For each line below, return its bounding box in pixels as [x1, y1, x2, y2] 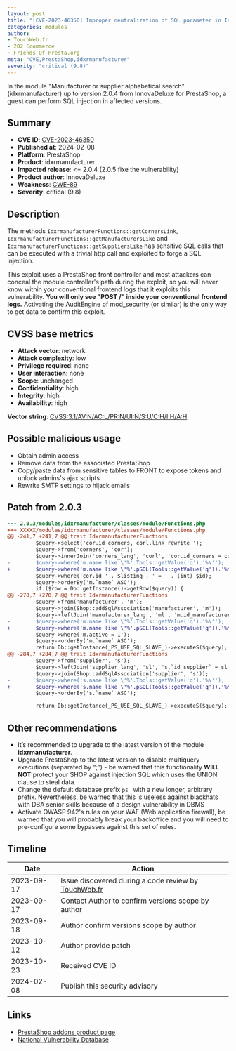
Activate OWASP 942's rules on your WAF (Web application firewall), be [17, 808, 226, 816]
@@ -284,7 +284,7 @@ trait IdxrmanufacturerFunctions [7, 651, 169, 658]
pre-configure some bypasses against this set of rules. [17, 823, 176, 831]
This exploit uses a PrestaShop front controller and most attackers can [7, 270, 211, 279]
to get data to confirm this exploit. [7, 308, 105, 316]
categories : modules [7, 23, 68, 30]
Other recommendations [7, 722, 117, 734]
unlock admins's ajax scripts [17, 473, 100, 482]
